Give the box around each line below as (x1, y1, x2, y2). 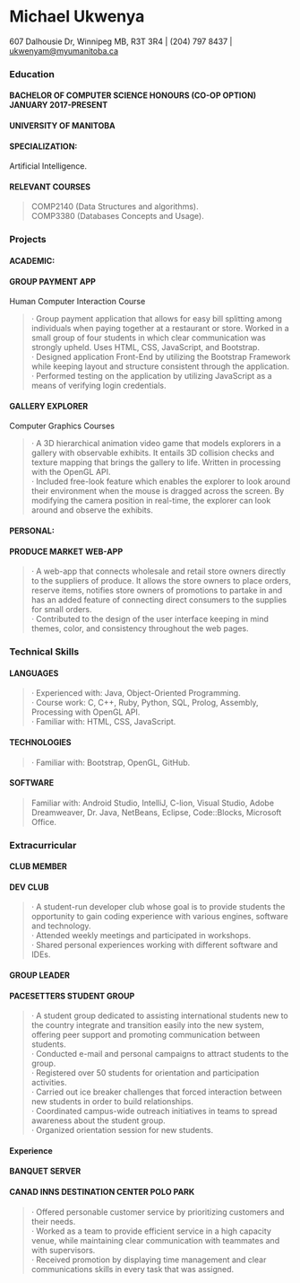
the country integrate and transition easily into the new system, (30, 1020, 264, 1031)
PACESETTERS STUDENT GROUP (9, 990, 135, 1001)
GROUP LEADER (9, 970, 70, 980)
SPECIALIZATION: (9, 141, 78, 152)
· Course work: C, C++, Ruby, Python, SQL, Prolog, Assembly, (30, 698, 259, 708)
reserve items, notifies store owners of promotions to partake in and (30, 585, 283, 596)
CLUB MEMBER (9, 861, 67, 872)
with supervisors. (30, 1244, 96, 1255)
